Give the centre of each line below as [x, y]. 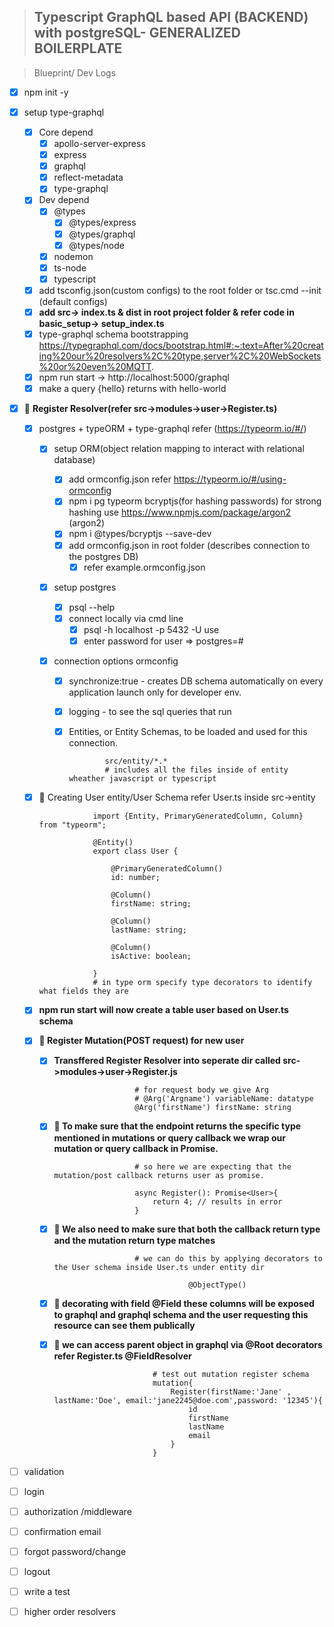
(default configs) [73, 301]
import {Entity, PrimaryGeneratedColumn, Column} [198, 816]
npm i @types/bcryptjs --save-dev [140, 534]
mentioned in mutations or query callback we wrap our [169, 1137]
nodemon [73, 256]
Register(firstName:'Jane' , [231, 1391]
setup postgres [85, 587]
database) [74, 460]
